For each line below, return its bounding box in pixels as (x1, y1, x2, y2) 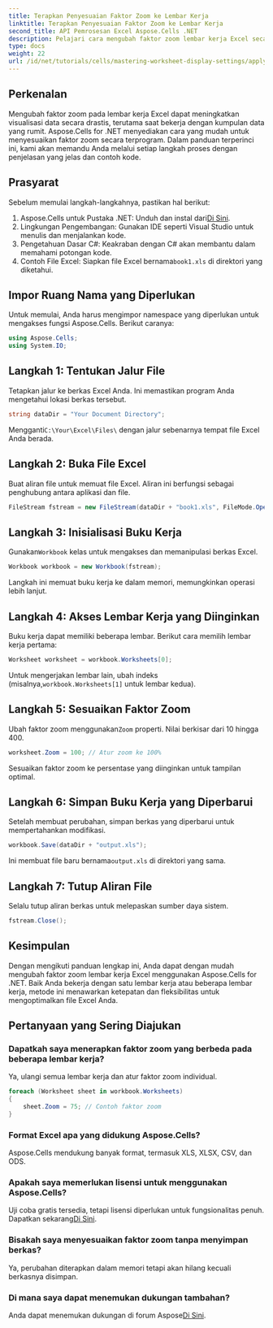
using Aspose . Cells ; (8, 334, 79, 342)
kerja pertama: (8, 640, 58, 649)
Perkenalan (8, 87, 67, 102)
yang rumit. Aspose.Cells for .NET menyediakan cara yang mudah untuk (8, 126, 249, 136)
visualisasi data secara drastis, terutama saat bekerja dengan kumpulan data (8, 117, 265, 127)
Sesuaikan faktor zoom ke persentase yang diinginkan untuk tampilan (8, 763, 241, 773)
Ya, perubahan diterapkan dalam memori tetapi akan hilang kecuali (8, 1263, 232, 1273)
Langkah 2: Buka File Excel (8, 457, 146, 471)
